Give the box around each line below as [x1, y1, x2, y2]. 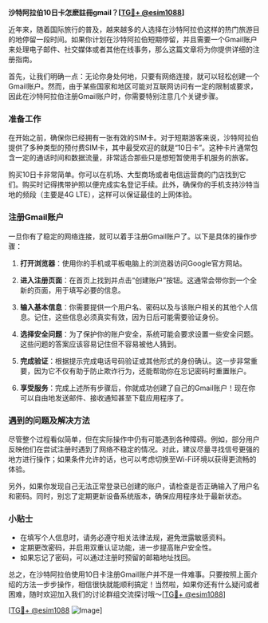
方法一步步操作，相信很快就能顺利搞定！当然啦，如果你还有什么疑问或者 [22, 580, 260, 589]
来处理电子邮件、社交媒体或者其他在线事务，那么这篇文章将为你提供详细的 [8, 45, 253, 54]
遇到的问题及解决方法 [8, 415, 90, 426]
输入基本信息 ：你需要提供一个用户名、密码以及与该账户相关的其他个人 [19, 302, 251, 312]
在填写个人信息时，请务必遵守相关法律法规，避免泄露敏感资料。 [19, 533, 230, 542]
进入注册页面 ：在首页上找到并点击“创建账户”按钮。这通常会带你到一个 [19, 275, 250, 285]
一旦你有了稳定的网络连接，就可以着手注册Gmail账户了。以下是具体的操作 [8, 231, 251, 241]
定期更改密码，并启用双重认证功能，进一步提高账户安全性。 [19, 542, 216, 553]
